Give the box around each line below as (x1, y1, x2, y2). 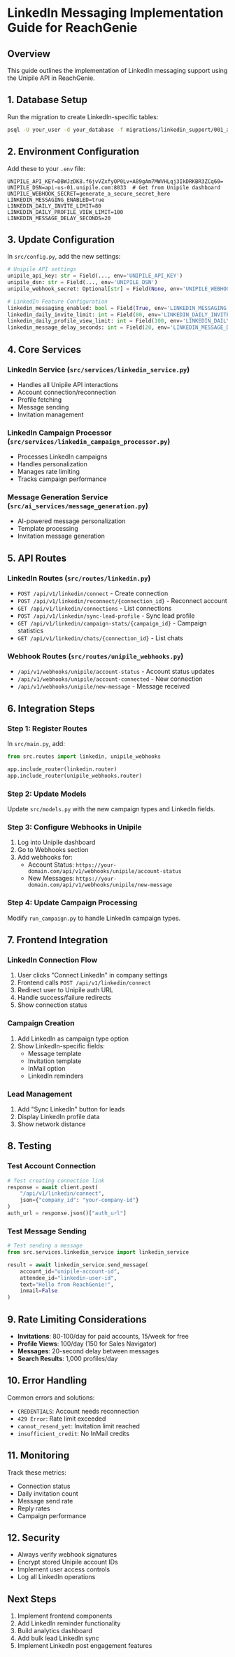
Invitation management (17, 410, 84, 419)
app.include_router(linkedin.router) (7, 766, 117, 773)
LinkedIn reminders (27, 1071, 84, 1080)
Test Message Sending (7, 1226, 87, 1236)
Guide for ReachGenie (7, 20, 138, 36)
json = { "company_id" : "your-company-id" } (20, 1197, 139, 1204)
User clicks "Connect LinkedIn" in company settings (17, 971, 168, 980)
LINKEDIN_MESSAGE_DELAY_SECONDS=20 (7, 215, 111, 222)
